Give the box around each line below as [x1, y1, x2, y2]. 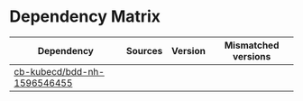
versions [233, 50, 271, 62]
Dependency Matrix [9, 6, 161, 27]
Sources [125, 44, 163, 57]
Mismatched [224, 39, 280, 51]
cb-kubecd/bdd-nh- [14, 65, 106, 78]
